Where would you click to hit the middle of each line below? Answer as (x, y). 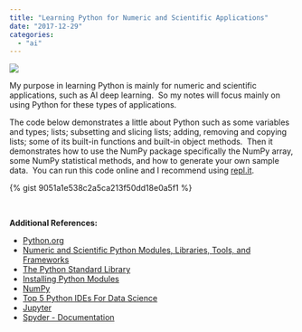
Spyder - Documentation (68, 318)
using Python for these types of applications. (93, 105)
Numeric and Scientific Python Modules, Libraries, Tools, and (137, 251)
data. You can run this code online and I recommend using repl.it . (132, 171)
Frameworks (46, 260)
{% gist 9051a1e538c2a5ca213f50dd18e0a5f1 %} (101, 188)
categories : (32, 34)
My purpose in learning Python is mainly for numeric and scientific (133, 86)
